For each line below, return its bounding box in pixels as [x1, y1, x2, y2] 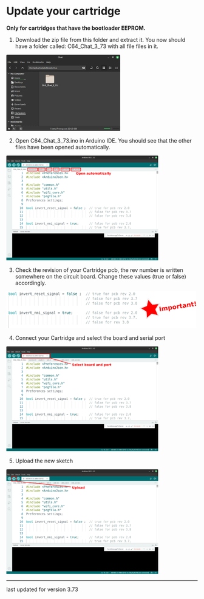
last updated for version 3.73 [6, 586, 78, 593]
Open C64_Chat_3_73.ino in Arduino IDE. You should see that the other [15, 137, 192, 144]
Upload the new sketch [15, 457, 73, 465]
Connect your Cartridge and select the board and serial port [15, 334, 166, 342]
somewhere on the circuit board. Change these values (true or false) [15, 273, 186, 280]
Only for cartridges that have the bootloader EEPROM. [6, 24, 146, 32]
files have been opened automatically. [15, 144, 110, 151]
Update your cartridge [6, 4, 121, 18]
